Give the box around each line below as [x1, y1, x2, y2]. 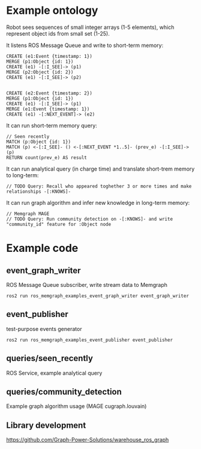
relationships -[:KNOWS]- [6, 188, 71, 195]
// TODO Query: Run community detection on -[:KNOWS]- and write [6, 216, 173, 222]
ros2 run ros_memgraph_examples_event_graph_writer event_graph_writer [6, 293, 189, 299]
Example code [6, 242, 79, 255]
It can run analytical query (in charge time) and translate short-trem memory [6, 165, 195, 172]
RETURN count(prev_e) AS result [6, 154, 87, 160]
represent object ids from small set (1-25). [6, 30, 110, 37]
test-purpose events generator [6, 325, 82, 332]
